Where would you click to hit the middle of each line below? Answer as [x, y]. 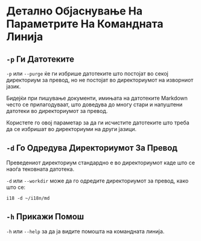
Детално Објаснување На [75, 11]
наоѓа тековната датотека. [40, 169]
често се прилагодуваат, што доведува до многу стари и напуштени [94, 104]
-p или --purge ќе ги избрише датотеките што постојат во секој [88, 73]
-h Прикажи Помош [45, 217]
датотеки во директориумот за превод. [57, 111]
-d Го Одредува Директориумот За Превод [92, 148]
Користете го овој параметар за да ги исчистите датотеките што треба [98, 123]
